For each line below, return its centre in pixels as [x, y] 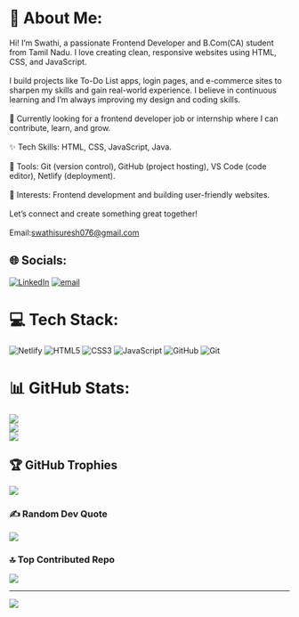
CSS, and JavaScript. [48, 61]
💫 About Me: [56, 18]
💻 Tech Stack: [64, 319]
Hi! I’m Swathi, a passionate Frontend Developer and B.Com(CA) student [141, 43]
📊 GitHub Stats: [70, 388]
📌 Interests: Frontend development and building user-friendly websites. [139, 194]
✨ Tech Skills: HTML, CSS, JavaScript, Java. [90, 147]
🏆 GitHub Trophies [64, 465]
